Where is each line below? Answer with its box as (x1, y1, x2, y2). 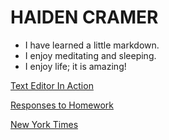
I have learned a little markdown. (24, 39, 160, 51)
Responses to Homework (10, 99, 114, 111)
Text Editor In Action (10, 79, 94, 91)
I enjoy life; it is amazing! (24, 60, 127, 72)
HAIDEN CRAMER (10, 6, 159, 29)
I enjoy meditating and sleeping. (24, 49, 157, 61)
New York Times (10, 118, 79, 130)
